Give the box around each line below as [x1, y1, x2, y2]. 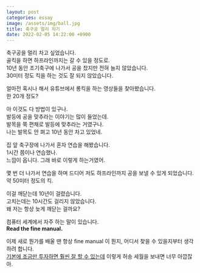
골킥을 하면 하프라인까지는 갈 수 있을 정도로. [6, 57, 111, 64]
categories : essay [6, 15, 53, 21]
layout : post [6, 9, 40, 15]
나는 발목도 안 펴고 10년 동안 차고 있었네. [6, 129, 103, 136]
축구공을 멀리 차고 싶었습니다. [6, 49, 77, 57]
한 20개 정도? [6, 93, 38, 100]
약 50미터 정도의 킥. [6, 177, 53, 185]
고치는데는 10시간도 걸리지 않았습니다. [6, 197, 97, 205]
